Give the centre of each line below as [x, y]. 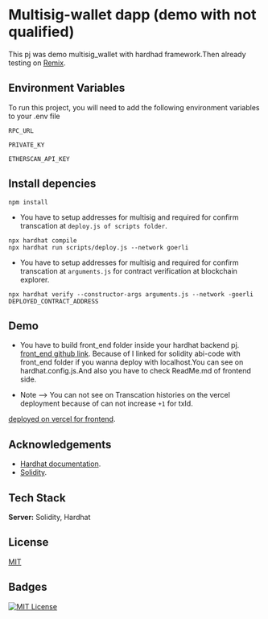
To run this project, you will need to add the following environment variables [134, 107]
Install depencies [52, 184]
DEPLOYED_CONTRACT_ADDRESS [54, 301]
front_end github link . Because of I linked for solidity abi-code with [130, 354]
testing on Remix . [37, 63]
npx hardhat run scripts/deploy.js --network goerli [99, 247]
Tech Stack [37, 498]
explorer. [35, 279]
